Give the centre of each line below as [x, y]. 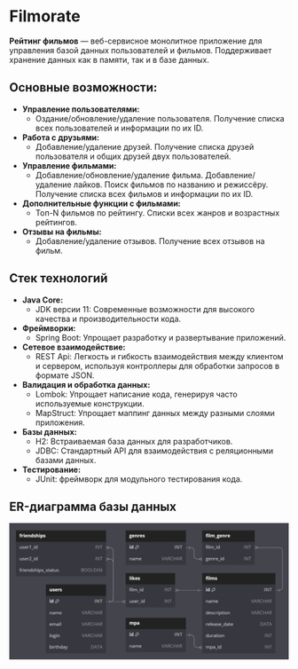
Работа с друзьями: [61, 137]
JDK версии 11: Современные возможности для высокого [145, 309]
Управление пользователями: [81, 109]
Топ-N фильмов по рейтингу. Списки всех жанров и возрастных [157, 213]
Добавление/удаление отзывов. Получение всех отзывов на [150, 240]
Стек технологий [59, 278]
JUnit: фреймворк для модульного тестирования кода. [139, 479]
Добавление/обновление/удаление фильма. [119, 175]
